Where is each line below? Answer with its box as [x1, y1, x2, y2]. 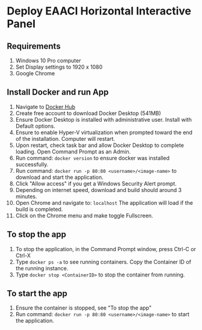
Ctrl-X [15, 252, 31, 259]
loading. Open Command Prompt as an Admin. [15, 148, 131, 155]
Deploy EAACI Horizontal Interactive [7, 4, 192, 18]
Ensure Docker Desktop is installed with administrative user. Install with [15, 116, 192, 123]
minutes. [15, 193, 38, 200]
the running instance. [15, 264, 69, 272]
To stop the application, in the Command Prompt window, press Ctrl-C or [15, 245, 196, 252]
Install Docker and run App [7, 87, 109, 98]
